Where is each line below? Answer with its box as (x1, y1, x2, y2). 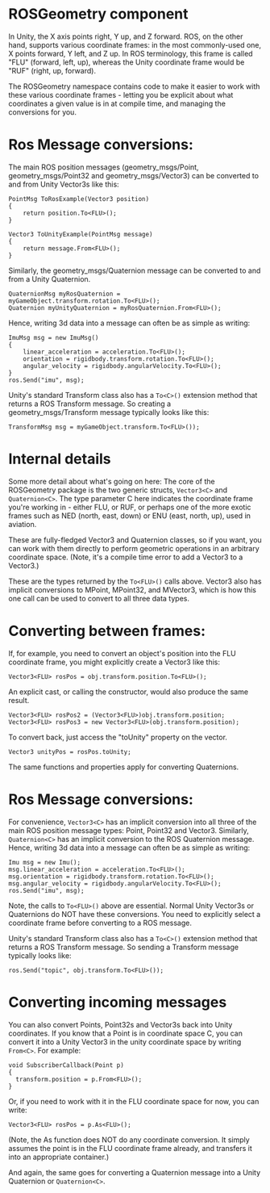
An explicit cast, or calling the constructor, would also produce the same (8, 687, 248, 697)
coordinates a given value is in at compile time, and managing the (8, 98, 226, 108)
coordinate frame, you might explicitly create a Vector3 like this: (8, 657, 220, 667)
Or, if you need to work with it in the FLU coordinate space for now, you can (8, 1096, 260, 1106)
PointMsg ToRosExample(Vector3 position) (8, 195, 150, 203)
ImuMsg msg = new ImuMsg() (8, 333, 99, 341)
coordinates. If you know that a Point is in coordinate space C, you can (8, 1028, 243, 1038)
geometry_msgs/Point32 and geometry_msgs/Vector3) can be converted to (8, 170, 260, 180)
